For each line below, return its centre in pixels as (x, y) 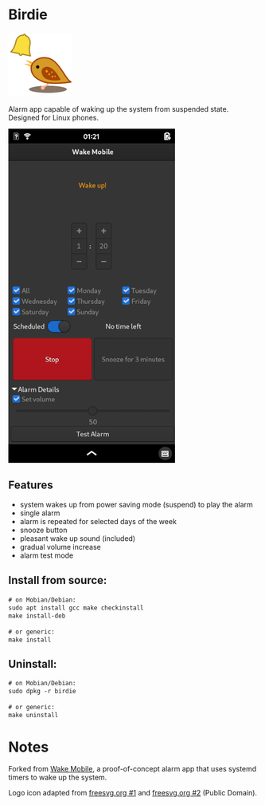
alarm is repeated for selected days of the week (98, 521)
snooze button (43, 530)
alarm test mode (47, 555)
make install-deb (37, 616)
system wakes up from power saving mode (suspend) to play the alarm (136, 504)
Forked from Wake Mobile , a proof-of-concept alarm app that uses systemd (132, 769)
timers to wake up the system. (58, 777)
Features (31, 485)
